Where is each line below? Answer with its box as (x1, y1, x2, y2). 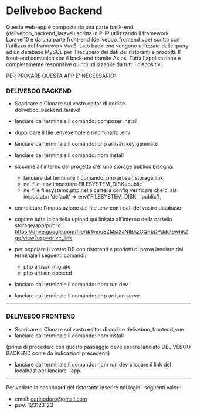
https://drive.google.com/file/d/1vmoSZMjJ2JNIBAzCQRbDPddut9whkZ (14, 228, 189, 235)
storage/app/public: (14, 222, 63, 229)
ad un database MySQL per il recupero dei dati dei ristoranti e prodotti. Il (6, 48, 181, 55)
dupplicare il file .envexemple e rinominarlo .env (14, 129, 131, 136)
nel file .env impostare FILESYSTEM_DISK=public (23, 180, 142, 188)
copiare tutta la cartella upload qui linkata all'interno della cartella (14, 215, 172, 223)
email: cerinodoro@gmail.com (14, 395, 87, 402)
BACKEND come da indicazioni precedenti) (6, 350, 110, 357)
